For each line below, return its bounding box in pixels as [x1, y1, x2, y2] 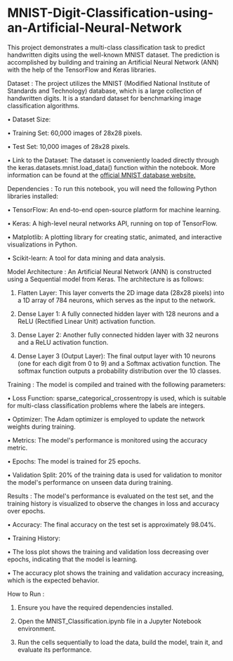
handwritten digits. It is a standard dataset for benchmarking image [7, 93, 201, 103]
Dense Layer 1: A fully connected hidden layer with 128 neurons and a [17, 309, 219, 318]
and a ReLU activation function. [17, 338, 109, 346]
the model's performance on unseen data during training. [7, 478, 173, 486]
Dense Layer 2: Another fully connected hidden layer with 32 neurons [17, 330, 219, 339]
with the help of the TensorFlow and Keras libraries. [7, 65, 157, 74]
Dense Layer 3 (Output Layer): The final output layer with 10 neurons [17, 351, 216, 360]
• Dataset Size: [7, 114, 51, 124]
